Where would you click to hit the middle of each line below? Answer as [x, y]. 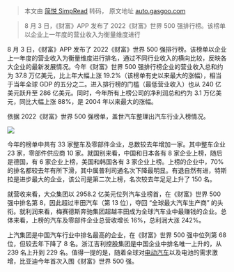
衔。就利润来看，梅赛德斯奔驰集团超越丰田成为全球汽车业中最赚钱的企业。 [114, 211]
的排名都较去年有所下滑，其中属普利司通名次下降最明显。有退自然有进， [111, 171]
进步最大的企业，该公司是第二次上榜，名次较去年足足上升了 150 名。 [117, 179]
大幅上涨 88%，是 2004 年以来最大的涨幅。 [94, 101]
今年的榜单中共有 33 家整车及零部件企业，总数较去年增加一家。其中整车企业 [117, 144]
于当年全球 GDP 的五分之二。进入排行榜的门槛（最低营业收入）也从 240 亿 [114, 84]
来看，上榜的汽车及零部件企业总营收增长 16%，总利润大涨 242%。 [109, 220]
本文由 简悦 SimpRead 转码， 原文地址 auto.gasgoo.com [105, 11]
